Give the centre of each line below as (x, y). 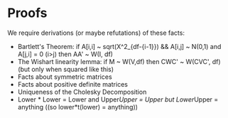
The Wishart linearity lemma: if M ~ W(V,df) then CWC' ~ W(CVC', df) (119, 61)
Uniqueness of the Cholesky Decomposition (82, 92)
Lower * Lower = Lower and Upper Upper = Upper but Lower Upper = (118, 99)
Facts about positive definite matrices (72, 84)
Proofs (27, 13)
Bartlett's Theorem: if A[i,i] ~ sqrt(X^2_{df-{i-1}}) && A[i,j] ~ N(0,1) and (119, 46)
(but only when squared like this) (66, 69)
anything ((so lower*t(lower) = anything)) (78, 107)
